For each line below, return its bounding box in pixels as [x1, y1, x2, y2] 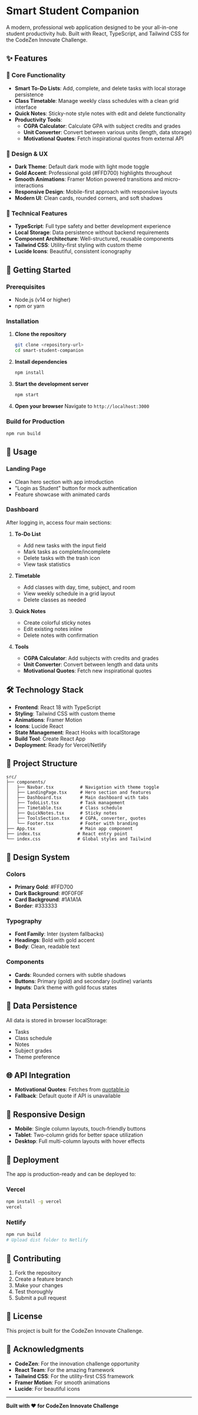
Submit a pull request [14, 1294, 67, 1301]
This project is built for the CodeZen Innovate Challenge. [6, 1327, 144, 1334]
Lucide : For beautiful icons [14, 1385, 81, 1392]
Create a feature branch [14, 1275, 73, 1283]
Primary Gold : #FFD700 [14, 883, 74, 891]
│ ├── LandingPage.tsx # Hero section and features [6, 789, 151, 796]
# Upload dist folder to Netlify [6, 1237, 88, 1243]
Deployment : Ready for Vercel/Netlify [14, 741, 107, 749]
